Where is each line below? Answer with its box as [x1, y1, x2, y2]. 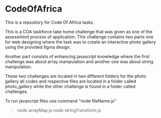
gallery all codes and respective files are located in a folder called [5, 78, 137, 84]
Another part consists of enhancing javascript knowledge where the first [5, 53, 150, 59]
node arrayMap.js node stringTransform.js [16, 107, 101, 113]
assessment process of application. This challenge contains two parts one [5, 34, 154, 40]
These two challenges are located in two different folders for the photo [5, 73, 146, 79]
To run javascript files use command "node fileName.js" [5, 98, 116, 103]
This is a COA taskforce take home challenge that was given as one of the [5, 29, 153, 34]
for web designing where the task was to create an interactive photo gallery [5, 39, 156, 44]
